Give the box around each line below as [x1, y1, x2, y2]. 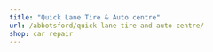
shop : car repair [9, 29, 74, 38]
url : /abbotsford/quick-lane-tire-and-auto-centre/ [9, 21, 204, 30]
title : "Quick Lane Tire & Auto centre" [9, 12, 162, 22]
